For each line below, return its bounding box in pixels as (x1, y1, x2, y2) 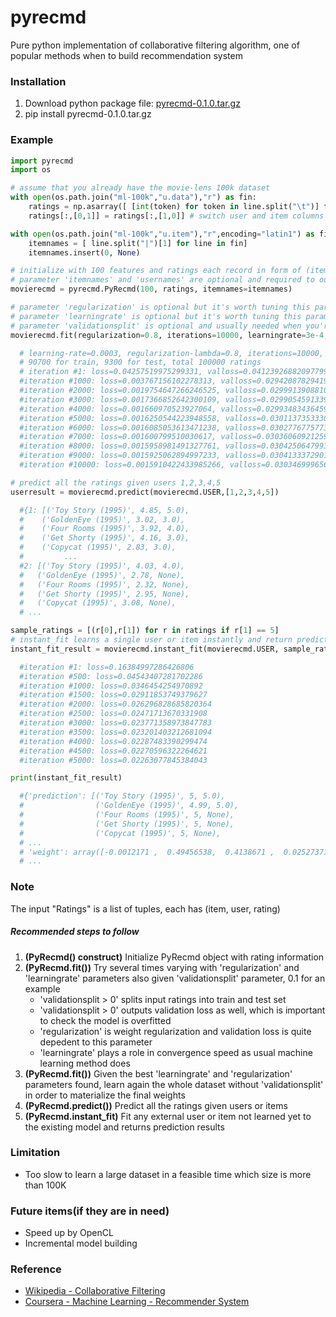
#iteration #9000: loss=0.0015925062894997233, (19, 451, 222, 461)
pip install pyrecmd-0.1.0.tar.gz (24, 108, 152, 120)
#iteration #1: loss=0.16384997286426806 (19, 662, 195, 672)
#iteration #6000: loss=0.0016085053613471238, (19, 422, 222, 433)
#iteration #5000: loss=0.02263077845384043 (19, 755, 208, 765)
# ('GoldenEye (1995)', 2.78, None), (19, 570, 186, 580)
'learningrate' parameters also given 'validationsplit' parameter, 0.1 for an (24, 972, 326, 984)
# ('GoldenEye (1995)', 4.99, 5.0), (19, 801, 240, 811)
